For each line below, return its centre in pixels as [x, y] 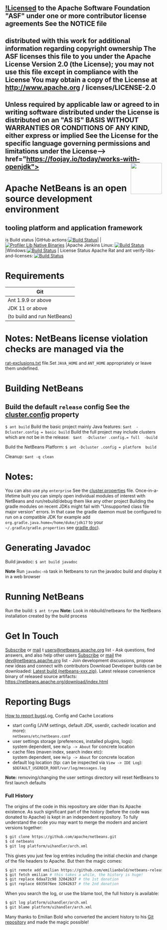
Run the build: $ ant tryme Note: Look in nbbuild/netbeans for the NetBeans [83, 610]
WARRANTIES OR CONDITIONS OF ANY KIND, [78, 128]
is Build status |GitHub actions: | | [53, 240]
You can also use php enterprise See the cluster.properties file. [70, 490]
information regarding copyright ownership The [81, 49]
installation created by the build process [46, 616]
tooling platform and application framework [74, 228]
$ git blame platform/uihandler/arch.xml [49, 908]
